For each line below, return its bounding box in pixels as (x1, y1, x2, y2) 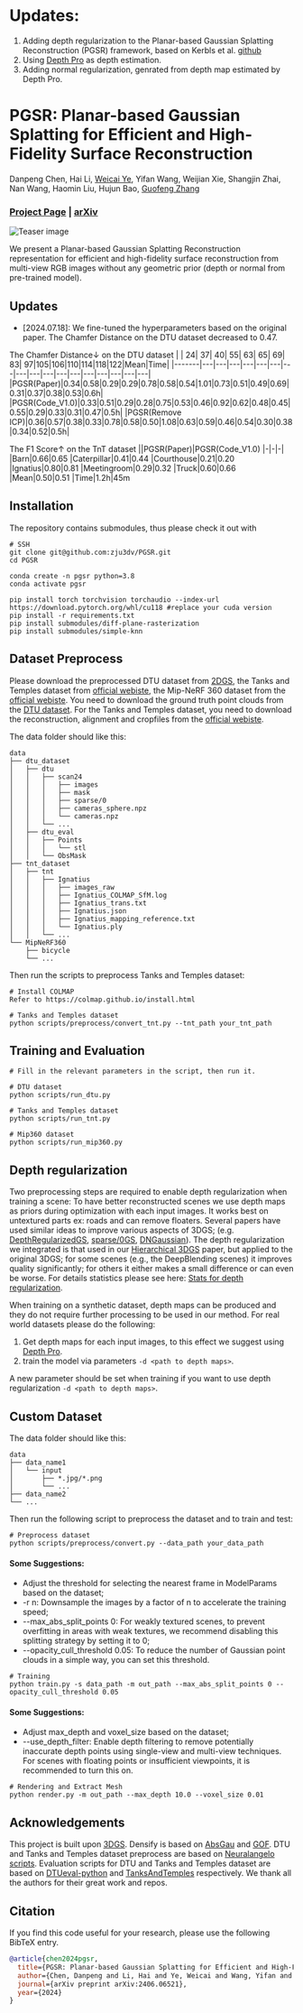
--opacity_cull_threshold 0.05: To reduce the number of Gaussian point (22, 1645, 286, 1656)
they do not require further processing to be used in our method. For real (9, 1309, 280, 1320)
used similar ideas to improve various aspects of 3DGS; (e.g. (9, 1224, 234, 1236)
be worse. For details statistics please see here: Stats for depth (9, 1273, 243, 1284)
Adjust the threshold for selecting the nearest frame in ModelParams (22, 1578, 278, 1589)
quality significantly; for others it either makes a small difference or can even (9, 1263, 295, 1274)
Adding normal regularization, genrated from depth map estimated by (22, 64, 281, 75)
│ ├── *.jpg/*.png (9, 1474, 103, 1483)
